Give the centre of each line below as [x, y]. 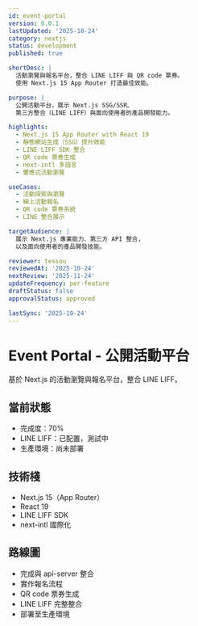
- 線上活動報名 [37, 202]
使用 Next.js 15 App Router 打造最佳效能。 [84, 83]
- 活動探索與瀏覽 [40, 195]
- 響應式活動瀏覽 [40, 172]
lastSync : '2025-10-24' [48, 313]
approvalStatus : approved [52, 298]
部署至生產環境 [45, 614]
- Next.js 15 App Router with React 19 [82, 135]
